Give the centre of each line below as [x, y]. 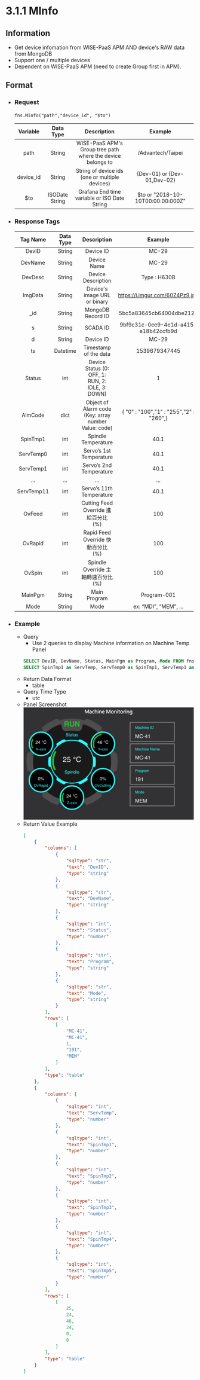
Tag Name [33, 239]
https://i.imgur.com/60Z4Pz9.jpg [158, 295]
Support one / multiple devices [52, 60]
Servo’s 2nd [97, 465]
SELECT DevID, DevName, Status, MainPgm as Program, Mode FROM [104, 661]
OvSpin [33, 573]
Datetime [65, 350]
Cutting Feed [97, 503]
